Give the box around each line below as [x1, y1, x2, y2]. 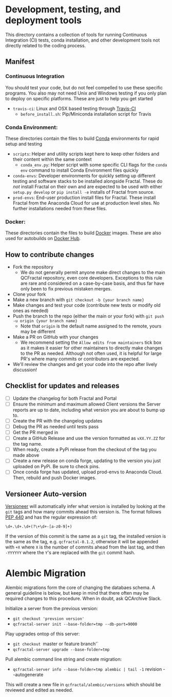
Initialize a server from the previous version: [5, 606, 99, 612]
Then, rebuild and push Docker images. [12, 474, 97, 481]
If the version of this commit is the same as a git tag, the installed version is [5, 533, 166, 539]
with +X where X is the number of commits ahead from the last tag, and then [5, 544, 165, 551]
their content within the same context [12, 156, 92, 162]
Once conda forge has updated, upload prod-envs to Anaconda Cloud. [12, 469, 163, 475]
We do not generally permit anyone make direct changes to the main [20, 269, 165, 276]
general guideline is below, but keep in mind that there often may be [5, 590, 149, 596]
